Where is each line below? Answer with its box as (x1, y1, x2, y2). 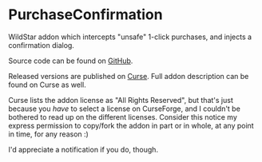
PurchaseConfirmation (8, 6, 163, 24)
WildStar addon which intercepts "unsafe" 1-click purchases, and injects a (8, 32, 252, 41)
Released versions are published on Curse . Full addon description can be (8, 71, 249, 81)
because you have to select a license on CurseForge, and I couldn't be (8, 104, 241, 113)
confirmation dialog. (8, 40, 74, 49)
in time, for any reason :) (8, 129, 89, 139)
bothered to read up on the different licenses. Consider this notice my (8, 112, 238, 121)
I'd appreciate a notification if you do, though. (8, 144, 158, 154)
